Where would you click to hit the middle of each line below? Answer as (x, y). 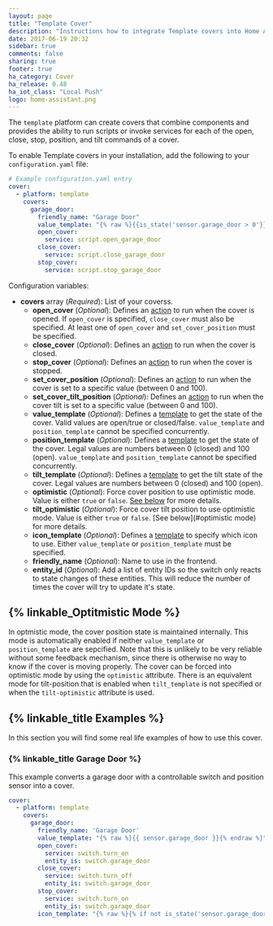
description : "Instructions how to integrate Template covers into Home (134, 31)
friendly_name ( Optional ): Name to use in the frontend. (125, 561)
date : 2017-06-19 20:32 (49, 39)
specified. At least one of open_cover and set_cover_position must (144, 327)
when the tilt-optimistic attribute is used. (81, 692)
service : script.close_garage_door (104, 255)
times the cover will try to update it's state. (104, 586)
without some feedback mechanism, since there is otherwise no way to (128, 658)
